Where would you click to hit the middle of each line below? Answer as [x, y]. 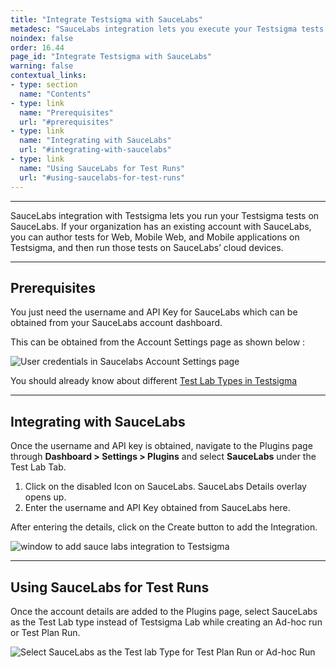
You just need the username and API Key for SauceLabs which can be [154, 312]
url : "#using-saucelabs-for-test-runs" [102, 177]
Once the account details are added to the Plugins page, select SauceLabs [164, 611]
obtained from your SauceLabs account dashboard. [116, 323]
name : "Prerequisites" [66, 112]
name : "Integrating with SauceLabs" [95, 141]
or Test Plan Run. [45, 632]
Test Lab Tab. [38, 467]
